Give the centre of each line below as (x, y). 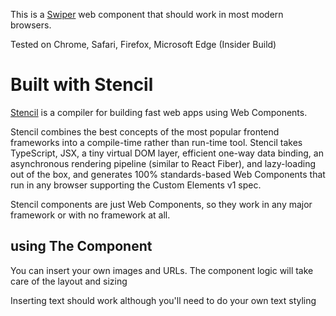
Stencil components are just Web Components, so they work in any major (161, 204)
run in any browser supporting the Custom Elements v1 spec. (136, 185)
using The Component (81, 246)
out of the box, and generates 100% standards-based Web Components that (168, 174)
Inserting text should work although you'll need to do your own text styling (163, 300)
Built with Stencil (82, 85)
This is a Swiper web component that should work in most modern (147, 14)
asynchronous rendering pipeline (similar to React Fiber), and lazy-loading (163, 163)
